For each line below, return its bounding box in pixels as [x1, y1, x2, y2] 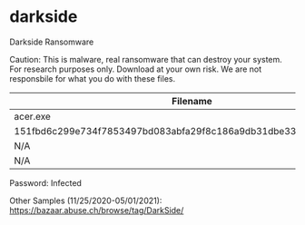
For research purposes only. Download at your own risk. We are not [9, 64, 262, 74]
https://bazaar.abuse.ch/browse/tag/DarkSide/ [9, 204, 184, 215]
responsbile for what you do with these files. [9, 73, 175, 83]
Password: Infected [9, 177, 82, 188]
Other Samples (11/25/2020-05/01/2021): [9, 195, 162, 206]
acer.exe [14, 110, 52, 122]
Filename [172, 94, 213, 107]
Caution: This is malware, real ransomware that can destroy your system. [9, 54, 283, 64]
